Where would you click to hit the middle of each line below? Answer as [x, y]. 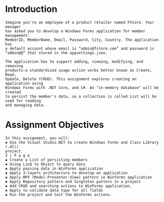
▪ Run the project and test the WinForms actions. [59, 195]
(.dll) [12, 147]
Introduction [31, 9]
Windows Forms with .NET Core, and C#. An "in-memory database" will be [82, 88]
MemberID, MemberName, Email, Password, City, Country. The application [82, 40]
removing [14, 66]
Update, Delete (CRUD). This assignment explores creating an [71, 79]
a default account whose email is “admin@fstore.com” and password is [80, 48]
